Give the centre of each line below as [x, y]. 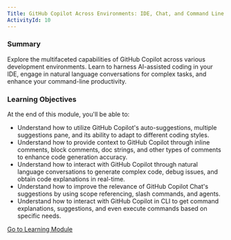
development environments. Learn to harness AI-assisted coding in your [110, 66]
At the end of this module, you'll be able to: [68, 114]
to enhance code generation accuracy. [72, 157]
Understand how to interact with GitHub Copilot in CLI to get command [118, 201]
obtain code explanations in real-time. [71, 179]
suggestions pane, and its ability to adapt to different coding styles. [113, 135]
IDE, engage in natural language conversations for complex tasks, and [107, 74]
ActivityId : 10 [29, 20]
